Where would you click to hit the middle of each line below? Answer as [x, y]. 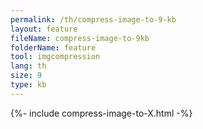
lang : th [28, 66]
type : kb [28, 85]
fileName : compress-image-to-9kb [80, 38]
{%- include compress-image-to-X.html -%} [101, 113]
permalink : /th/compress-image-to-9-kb [93, 19]
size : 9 [26, 76]
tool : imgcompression [55, 57]
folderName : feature [53, 47]
